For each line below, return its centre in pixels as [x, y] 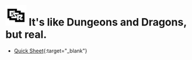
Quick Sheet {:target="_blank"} [50, 51]
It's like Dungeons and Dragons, [108, 22]
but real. [26, 35]
